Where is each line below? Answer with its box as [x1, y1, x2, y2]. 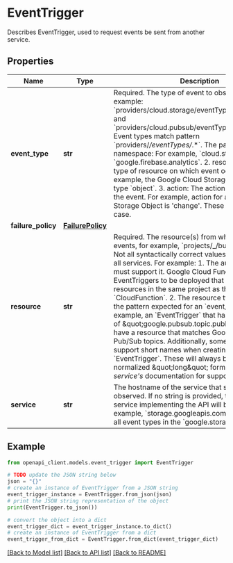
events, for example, [113, 240, 180, 250]
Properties [7, 56, 54, 67]
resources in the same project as [113, 284, 221, 293]
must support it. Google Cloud [113, 266, 212, 276]
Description [180, 76, 220, 85]
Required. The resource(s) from [113, 231, 217, 241]
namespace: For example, [113, 148, 198, 158]
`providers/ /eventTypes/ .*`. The [113, 140, 217, 149]
